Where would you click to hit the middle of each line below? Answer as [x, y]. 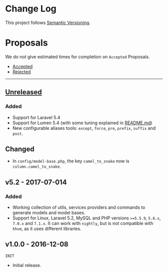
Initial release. [27, 265]
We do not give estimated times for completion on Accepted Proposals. [77, 57]
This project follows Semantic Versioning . [48, 23]
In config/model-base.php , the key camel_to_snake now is [71, 161]
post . [18, 133]
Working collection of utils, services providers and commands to [79, 207]
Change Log [31, 9]
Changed [20, 149]
